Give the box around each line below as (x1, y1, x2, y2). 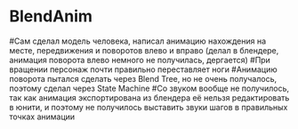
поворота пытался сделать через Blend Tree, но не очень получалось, (9, 73, 278, 84)
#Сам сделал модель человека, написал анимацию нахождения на (9, 36, 267, 46)
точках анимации (9, 111, 76, 122)
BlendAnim (9, 6, 93, 27)
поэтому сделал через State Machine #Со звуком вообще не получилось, (9, 83, 290, 93)
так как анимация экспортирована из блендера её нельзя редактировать (9, 92, 290, 103)
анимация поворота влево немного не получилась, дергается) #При (9, 54, 271, 65)
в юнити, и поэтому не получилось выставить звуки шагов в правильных (9, 101, 288, 112)
